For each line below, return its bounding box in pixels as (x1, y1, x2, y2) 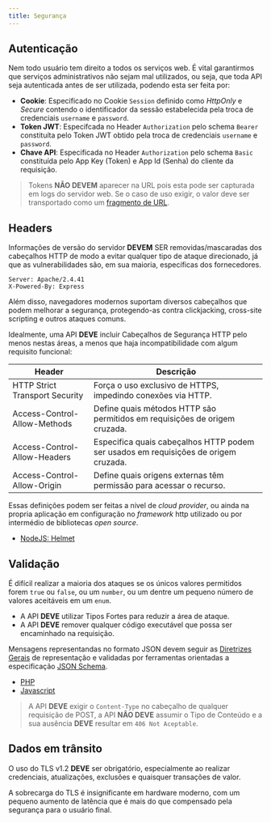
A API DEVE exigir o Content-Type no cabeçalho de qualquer (27, 702, 228, 711)
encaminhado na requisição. (19, 629, 115, 638)
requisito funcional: (8, 347, 73, 357)
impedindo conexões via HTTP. (94, 390, 212, 401)
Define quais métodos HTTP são (94, 403, 216, 414)
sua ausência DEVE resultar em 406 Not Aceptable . (27, 719, 199, 728)
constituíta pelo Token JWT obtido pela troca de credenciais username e (19, 130, 258, 140)
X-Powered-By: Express (8, 282, 85, 291)
